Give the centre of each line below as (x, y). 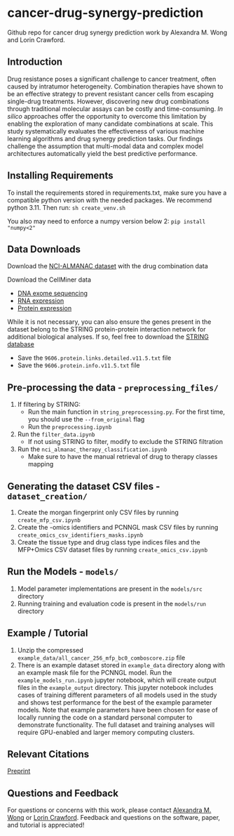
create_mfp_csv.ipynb (49, 521)
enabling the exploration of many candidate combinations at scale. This (110, 124)
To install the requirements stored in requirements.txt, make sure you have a (117, 192)
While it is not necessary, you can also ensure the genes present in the (109, 322)
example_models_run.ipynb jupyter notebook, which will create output (117, 680)
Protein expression (44, 308)
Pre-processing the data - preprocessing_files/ (113, 387)
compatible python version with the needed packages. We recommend (110, 200)
